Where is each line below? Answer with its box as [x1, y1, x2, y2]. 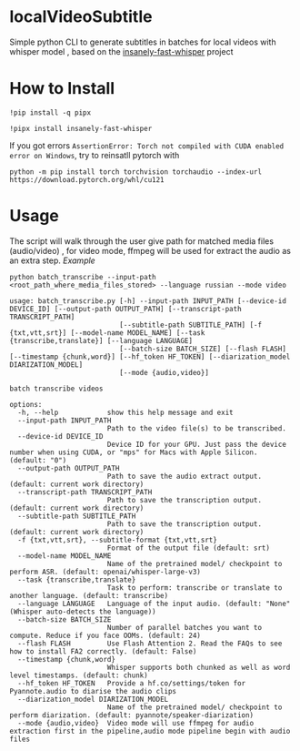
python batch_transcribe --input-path [9, 272, 156, 281]
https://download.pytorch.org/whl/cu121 [9, 175, 165, 184]
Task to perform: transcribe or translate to [106, 583, 283, 593]
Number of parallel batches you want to [106, 623, 262, 632]
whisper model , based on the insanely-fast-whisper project [9, 46, 234, 56]
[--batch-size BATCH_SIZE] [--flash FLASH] [119, 344, 286, 353]
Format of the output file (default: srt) [106, 543, 271, 553]
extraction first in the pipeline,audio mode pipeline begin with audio [9, 726, 291, 736]
